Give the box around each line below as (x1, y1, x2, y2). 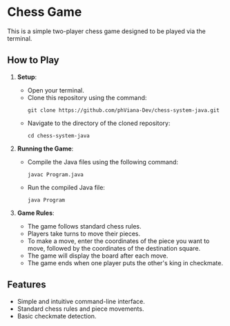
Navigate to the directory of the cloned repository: (27, 119, 171, 127)
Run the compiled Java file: (27, 183, 106, 191)
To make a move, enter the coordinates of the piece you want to (27, 236, 210, 245)
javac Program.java (27, 171, 84, 178)
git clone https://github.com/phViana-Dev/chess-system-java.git (27, 106, 220, 114)
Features (7, 279, 46, 291)
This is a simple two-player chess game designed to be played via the (7, 27, 206, 35)
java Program (27, 196, 66, 204)
